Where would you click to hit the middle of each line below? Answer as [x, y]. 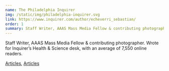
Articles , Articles [22, 63]
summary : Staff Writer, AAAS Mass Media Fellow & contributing [73, 29]
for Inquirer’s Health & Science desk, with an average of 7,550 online [76, 48]
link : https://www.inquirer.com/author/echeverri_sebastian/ [71, 19]
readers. [14, 54]
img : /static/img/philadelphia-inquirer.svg [53, 15]
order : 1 [14, 24]
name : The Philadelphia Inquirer [40, 10]
